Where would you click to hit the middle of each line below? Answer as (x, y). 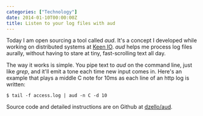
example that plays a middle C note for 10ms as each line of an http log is (98, 78)
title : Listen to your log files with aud (61, 23)
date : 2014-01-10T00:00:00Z (42, 18)
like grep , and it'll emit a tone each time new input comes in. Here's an (94, 72)
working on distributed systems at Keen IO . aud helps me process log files (99, 47)
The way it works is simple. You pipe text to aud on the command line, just (99, 65)
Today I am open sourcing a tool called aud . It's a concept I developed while (102, 41)
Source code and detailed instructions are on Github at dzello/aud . (90, 107)
